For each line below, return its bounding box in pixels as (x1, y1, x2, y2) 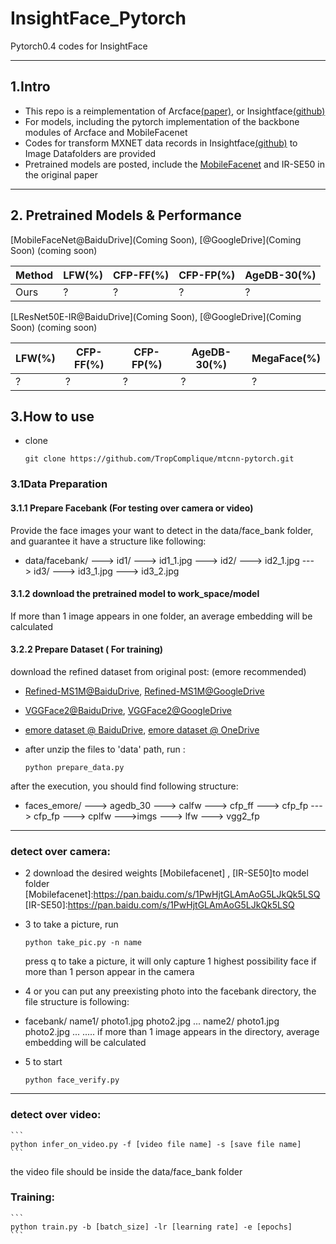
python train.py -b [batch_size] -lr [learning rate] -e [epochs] (10, 1222, 293, 1232)
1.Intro (10, 78, 51, 96)
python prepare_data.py (24, 762, 125, 772)
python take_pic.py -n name (24, 938, 142, 948)
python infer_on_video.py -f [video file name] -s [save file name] (10, 1139, 302, 1149)
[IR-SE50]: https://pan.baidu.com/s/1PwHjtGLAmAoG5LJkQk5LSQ (24, 899, 295, 911)
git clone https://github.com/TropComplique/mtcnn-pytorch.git (24, 454, 295, 464)
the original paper (24, 168, 98, 181)
